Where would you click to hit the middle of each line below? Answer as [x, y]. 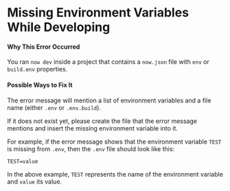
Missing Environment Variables [98, 13]
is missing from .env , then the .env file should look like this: [91, 148]
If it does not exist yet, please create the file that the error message [102, 121]
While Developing [59, 27]
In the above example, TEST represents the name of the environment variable [115, 174]
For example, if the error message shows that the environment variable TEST [114, 142]
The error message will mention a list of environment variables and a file [109, 100]
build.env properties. [37, 69]
